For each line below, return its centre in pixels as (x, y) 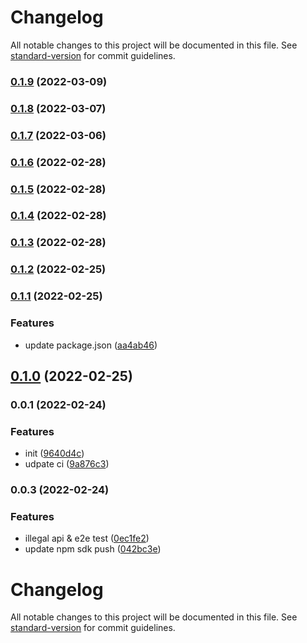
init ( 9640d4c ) (54, 453)
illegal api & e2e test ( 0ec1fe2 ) (87, 538)
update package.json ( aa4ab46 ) (91, 345)
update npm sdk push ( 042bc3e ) (93, 549)
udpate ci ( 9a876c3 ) (67, 464)
